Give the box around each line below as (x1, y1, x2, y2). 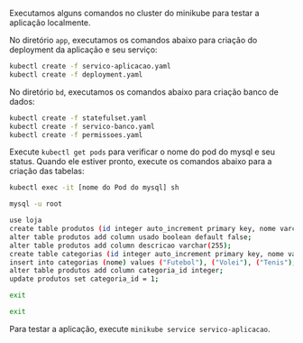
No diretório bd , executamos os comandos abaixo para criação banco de (9, 86, 280, 97)
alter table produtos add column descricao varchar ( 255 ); (9, 241, 232, 250)
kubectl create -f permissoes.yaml (9, 130, 143, 139)
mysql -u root (9, 199, 63, 209)
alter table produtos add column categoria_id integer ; (9, 266, 224, 275)
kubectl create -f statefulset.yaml (9, 113, 147, 123)
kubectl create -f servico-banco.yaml (9, 122, 155, 131)
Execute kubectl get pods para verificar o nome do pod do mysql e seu (9, 146, 275, 157)
